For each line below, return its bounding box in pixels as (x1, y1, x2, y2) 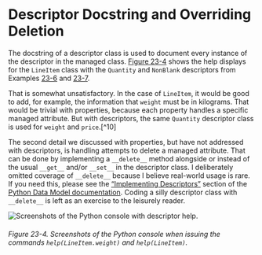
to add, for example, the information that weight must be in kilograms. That (8, 97, 249, 106)
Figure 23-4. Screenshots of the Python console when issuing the (8, 229, 221, 238)
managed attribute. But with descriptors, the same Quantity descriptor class (8, 113, 254, 123)
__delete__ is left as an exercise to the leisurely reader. (8, 195, 186, 205)
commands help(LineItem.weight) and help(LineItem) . (8, 238, 188, 247)
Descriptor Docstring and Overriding (8, 6, 252, 24)
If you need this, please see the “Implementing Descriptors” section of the (8, 179, 248, 188)
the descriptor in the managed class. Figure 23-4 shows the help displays (8, 57, 246, 66)
